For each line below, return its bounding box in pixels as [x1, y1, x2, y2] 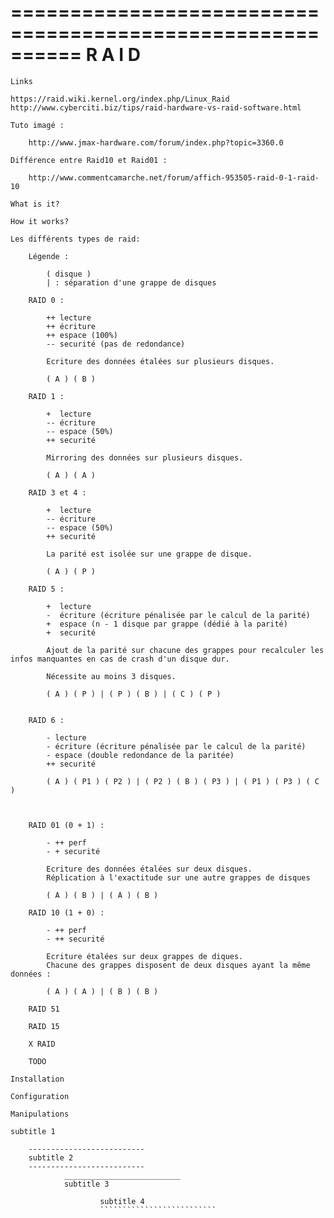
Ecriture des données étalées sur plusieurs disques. [46, 356, 275, 366]
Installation [10, 1074, 65, 1084]
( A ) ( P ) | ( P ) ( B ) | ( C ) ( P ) [46, 689, 222, 699]
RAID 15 [28, 1021, 60, 1031]
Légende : [28, 251, 70, 261]
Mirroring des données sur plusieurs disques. [46, 452, 244, 463]
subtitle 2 [28, 1152, 74, 1163]
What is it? [10, 199, 60, 209]
